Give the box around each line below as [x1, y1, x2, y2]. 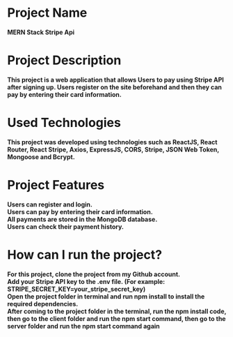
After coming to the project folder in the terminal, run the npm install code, [7, 307, 227, 315]
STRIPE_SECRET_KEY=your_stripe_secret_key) [7, 285, 146, 293]
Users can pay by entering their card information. [7, 207, 153, 216]
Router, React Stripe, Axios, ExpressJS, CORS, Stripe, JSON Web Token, [7, 145, 220, 153]
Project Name [7, 5, 88, 21]
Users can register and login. [7, 200, 93, 209]
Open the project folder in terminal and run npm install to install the [7, 292, 205, 301]
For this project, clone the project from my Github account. [7, 270, 181, 278]
